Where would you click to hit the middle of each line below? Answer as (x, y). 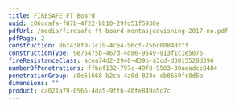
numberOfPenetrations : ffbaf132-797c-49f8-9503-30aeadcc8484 (113, 68)
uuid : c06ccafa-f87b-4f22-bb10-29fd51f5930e (84, 23)
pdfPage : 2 (27, 38)
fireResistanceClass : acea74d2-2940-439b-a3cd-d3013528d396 (111, 61)
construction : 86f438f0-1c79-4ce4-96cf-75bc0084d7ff (99, 46)
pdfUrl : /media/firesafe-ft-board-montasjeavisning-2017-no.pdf (118, 31)
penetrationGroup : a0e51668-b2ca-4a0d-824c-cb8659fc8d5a (106, 76)
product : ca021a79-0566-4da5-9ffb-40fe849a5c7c (90, 91)
